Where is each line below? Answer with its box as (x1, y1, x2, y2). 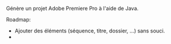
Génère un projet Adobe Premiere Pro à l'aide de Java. (6, 5, 139, 12)
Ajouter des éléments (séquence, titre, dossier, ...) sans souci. (14, 27, 165, 34)
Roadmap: (6, 16, 31, 23)
